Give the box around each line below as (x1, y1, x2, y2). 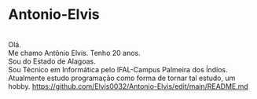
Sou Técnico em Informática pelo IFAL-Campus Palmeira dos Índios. (8, 64, 228, 74)
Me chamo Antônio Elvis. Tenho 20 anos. (8, 48, 141, 57)
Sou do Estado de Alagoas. (8, 57, 96, 66)
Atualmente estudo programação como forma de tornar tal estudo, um (8, 73, 236, 82)
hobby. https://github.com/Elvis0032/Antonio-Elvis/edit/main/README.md (8, 81, 249, 91)
